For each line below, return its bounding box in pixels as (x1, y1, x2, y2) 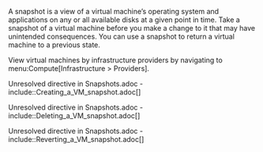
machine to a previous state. (8, 40, 101, 50)
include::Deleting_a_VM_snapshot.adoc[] (8, 111, 141, 120)
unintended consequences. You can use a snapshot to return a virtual (8, 32, 235, 41)
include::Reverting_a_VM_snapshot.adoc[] (8, 135, 145, 144)
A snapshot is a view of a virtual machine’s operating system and (8, 7, 220, 16)
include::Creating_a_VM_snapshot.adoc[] (8, 87, 141, 97)
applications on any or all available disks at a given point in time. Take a (8, 15, 241, 24)
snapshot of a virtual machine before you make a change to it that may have (8, 24, 256, 32)
